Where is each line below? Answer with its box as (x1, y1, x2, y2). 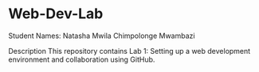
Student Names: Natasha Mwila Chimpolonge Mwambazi (8, 31, 195, 40)
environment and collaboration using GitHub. (8, 55, 155, 64)
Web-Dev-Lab (8, 5, 104, 23)
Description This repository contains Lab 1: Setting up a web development (8, 46, 251, 55)
